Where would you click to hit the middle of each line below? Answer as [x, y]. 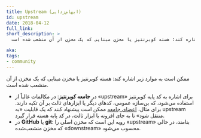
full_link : [20, 28]
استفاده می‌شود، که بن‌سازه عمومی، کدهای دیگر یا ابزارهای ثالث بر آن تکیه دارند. [104, 103]
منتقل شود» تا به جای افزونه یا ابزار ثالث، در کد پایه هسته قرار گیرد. [89, 115]
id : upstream [22, 17]
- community [21, 61]
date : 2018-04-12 [28, 23]
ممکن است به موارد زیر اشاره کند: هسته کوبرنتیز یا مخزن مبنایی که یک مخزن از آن [98, 78]
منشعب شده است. [28, 85]
